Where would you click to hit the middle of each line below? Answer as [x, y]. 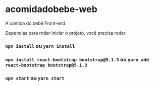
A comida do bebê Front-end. [36, 23]
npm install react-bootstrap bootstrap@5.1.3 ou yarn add [77, 59]
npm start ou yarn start [35, 78]
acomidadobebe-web [51, 9]
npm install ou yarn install [40, 46]
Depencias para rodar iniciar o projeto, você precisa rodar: [66, 33]
